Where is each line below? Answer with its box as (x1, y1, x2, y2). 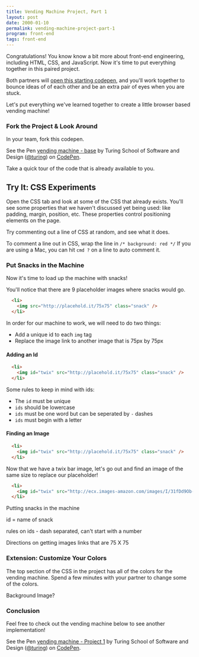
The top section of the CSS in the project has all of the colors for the (6, 567, 173, 574)
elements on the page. (6, 217, 61, 224)
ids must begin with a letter (14, 416, 82, 423)
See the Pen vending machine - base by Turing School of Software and (6, 147, 179, 155)
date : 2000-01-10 (6, 20, 49, 26)
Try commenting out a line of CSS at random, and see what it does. (6, 228, 170, 235)
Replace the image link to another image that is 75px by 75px (14, 337, 164, 345)
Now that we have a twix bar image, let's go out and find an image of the (6, 465, 184, 472)
